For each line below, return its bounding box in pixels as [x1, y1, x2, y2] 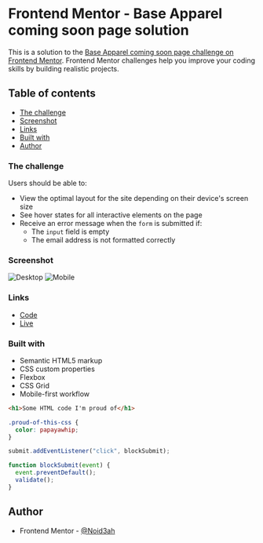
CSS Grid [19, 381, 49, 390]
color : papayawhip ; [15, 425, 79, 434]
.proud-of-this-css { [8, 418, 79, 426]
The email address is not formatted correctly [31, 235, 176, 245]
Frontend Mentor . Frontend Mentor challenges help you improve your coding [8, 56, 256, 65]
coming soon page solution [8, 21, 190, 39]
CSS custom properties [19, 364, 96, 374]
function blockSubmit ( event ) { [8, 461, 111, 469]
